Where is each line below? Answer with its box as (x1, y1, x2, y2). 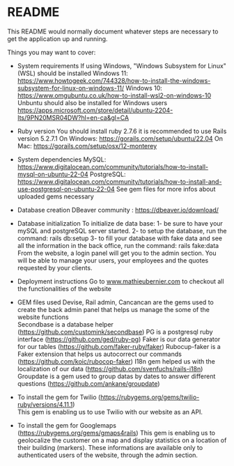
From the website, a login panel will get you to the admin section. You (17, 249, 217, 257)
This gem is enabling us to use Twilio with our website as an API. (17, 407, 203, 416)
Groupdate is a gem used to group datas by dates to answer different (17, 372, 216, 380)
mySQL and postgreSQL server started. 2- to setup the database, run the (17, 226, 227, 235)
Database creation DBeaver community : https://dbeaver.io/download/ (17, 205, 219, 214)
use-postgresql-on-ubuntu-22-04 (17, 185, 115, 193)
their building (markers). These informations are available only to (17, 443, 203, 451)
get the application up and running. (7, 34, 108, 42)
